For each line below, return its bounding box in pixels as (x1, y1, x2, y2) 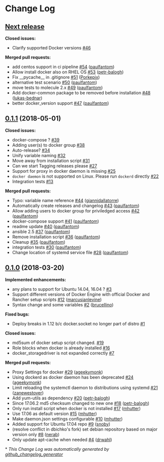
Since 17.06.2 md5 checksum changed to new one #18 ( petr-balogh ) (12, 400, 150, 406)
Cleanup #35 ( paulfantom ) (12, 239, 66, 245)
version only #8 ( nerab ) (12, 431, 60, 437)
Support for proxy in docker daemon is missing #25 (12, 168, 116, 174)
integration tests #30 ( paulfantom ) (12, 244, 82, 250)
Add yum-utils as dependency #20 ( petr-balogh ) (12, 395, 110, 401)
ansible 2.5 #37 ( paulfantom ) (12, 229, 71, 234)
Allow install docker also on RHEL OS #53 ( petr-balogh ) (12, 69, 124, 75)
